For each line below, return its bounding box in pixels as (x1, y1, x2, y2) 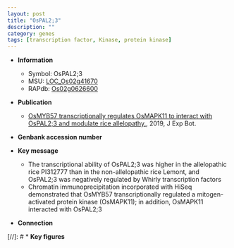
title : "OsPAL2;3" (7, 17, 61, 24)
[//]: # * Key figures (7, 232, 65, 241)
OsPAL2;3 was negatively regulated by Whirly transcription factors (27, 175, 222, 184)
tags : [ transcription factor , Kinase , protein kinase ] (7, 37, 172, 44)
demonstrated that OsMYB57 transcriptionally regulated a (27, 190, 196, 199)
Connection (17, 219, 53, 228)
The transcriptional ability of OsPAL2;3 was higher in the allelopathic (27, 160, 227, 169)
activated (27, 198, 56, 206)
